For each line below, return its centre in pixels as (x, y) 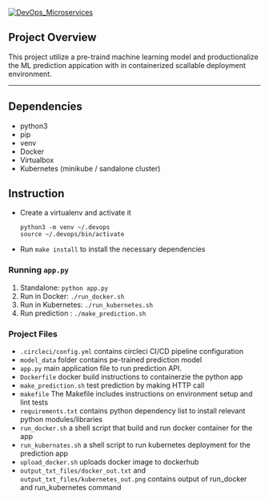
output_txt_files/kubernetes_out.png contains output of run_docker (133, 479)
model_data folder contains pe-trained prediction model (111, 360)
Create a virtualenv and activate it (76, 213)
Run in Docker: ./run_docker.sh (72, 296)
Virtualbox (37, 159)
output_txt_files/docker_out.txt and (83, 471)
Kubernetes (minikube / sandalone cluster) (90, 168)
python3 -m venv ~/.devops (65, 227)
